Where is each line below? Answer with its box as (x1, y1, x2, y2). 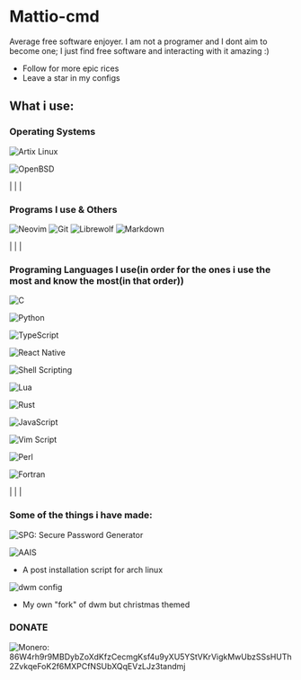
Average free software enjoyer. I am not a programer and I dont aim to (9, 36, 268, 47)
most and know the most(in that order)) (9, 274, 184, 287)
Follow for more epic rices (22, 63, 120, 74)
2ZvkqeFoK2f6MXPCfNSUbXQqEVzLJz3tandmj (9, 660, 186, 671)
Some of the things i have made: (9, 509, 153, 522)
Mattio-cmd (9, 6, 101, 27)
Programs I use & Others (9, 203, 118, 216)
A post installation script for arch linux (22, 564, 164, 575)
